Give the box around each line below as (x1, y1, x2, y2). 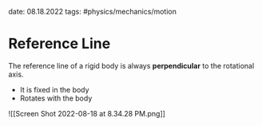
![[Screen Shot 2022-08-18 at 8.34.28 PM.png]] (8, 108, 166, 118)
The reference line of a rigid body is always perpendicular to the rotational (8, 61, 255, 70)
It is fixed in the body (19, 85, 89, 94)
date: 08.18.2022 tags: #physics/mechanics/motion (8, 7, 177, 16)
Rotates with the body (19, 93, 93, 103)
